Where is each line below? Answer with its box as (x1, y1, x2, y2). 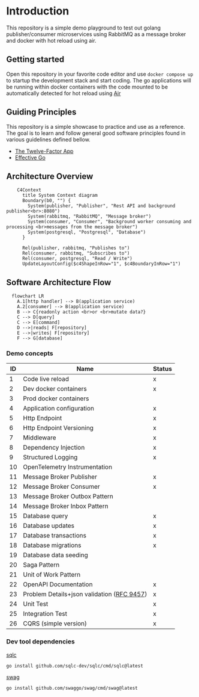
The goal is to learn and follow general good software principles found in (6, 129, 186, 137)
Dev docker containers (23, 385, 87, 393)
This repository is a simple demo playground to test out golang (6, 24, 161, 31)
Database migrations (23, 541, 82, 550)
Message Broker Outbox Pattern (23, 492, 114, 501)
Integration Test (23, 610, 68, 618)
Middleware (23, 433, 56, 442)
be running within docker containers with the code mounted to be (6, 83, 168, 90)
